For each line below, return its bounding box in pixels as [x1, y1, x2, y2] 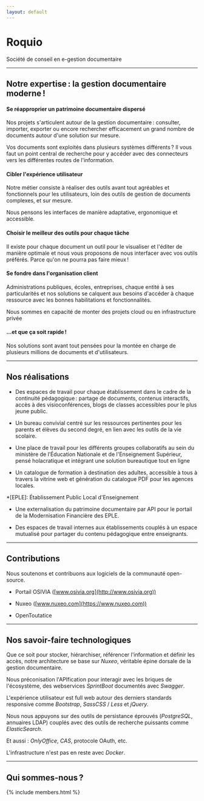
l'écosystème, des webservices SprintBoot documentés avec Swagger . [6, 682, 185, 689]
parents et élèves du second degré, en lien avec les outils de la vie [15, 425, 182, 433]
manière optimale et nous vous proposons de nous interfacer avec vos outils [6, 249, 198, 257]
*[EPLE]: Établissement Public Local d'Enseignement [6, 493, 139, 500]
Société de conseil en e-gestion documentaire [6, 55, 122, 63]
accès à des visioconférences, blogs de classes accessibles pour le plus [15, 400, 197, 408]
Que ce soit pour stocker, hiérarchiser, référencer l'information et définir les [6, 651, 195, 658]
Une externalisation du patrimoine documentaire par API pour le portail [15, 505, 192, 513]
